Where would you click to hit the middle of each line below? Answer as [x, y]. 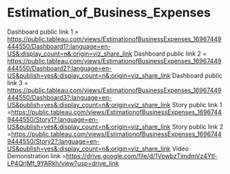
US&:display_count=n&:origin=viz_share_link [70, 54]
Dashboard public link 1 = [43, 32]
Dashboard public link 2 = [170, 54]
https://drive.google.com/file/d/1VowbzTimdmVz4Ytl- [142, 155]
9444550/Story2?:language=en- [53, 141]
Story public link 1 [197, 105]
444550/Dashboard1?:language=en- [59, 46]
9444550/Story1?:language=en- [53, 119]
